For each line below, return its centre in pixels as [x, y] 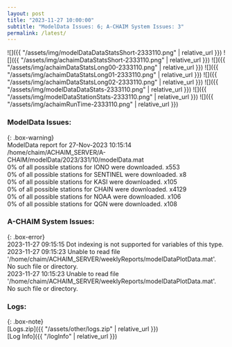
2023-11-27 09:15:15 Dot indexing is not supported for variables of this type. [115, 244]
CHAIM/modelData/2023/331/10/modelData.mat [75, 160]
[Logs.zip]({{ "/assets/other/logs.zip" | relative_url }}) [83, 329]
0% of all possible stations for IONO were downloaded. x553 [93, 167]
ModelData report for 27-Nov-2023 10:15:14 [69, 145]
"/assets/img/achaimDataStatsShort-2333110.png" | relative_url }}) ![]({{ [123, 60]
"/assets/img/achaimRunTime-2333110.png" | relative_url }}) [93, 104]
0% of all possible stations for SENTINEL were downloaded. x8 [97, 174]
